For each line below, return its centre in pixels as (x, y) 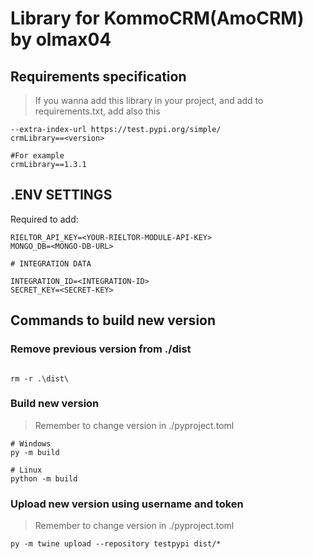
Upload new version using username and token (127, 504)
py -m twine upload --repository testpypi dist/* (116, 544)
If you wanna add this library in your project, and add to (149, 100)
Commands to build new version (113, 320)
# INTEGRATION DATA (51, 263)
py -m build (35, 452)
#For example (37, 156)
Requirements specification (98, 76)
